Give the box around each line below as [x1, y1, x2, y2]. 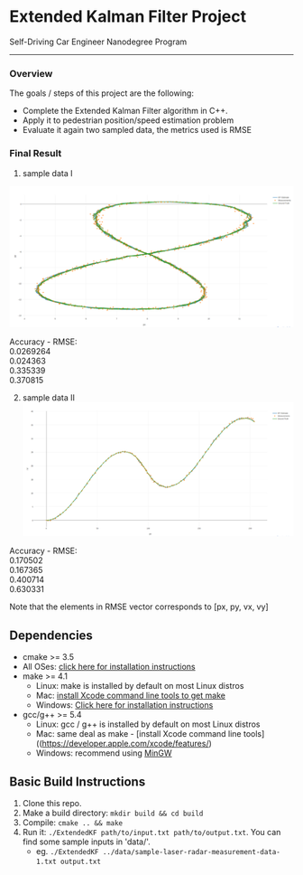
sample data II [22, 391, 75, 403]
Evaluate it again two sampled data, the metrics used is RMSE [22, 125, 252, 136]
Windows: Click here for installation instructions [35, 700, 214, 710]
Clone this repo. [22, 797, 82, 808]
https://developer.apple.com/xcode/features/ [41, 739, 209, 749]
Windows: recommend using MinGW [35, 748, 173, 758]
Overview [9, 67, 53, 80]
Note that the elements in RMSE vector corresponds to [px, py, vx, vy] [9, 601, 269, 612]
